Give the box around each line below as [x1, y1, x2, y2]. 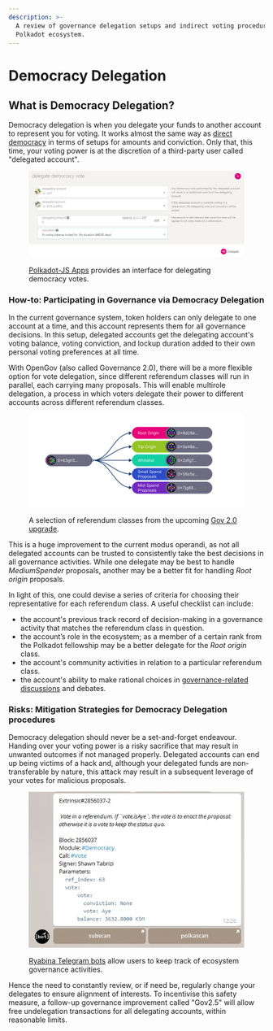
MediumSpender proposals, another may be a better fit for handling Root [8, 566, 252, 576]
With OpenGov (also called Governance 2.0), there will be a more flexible [8, 363, 253, 373]
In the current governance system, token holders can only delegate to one [8, 313, 257, 323]
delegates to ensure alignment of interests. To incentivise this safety [8, 989, 237, 999]
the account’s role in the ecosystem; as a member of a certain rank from [19, 632, 262, 642]
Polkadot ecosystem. [15, 30, 85, 38]
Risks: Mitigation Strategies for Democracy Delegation [8, 703, 227, 715]
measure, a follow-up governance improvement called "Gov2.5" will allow [8, 998, 254, 1007]
